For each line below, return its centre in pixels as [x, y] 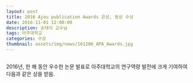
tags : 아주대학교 [24, 33]
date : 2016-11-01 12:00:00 [39, 22]
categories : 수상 [26, 39]
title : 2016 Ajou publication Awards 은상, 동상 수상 [70, 17]
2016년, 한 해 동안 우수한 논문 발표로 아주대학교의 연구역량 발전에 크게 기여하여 [97, 66]
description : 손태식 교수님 [37, 28]
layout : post [22, 11]
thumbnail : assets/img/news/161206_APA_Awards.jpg [70, 44]
